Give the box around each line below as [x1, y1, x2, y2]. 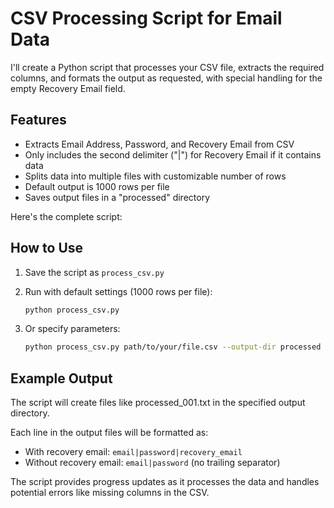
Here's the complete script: [10, 210, 123, 222]
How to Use [10, 240, 84, 257]
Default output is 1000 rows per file [24, 180, 170, 192]
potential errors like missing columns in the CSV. [10, 487, 210, 499]
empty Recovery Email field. [10, 82, 126, 94]
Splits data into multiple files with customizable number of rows [24, 170, 287, 182]
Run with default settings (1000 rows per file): [24, 285, 213, 297]
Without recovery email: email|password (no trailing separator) [24, 457, 281, 469]
